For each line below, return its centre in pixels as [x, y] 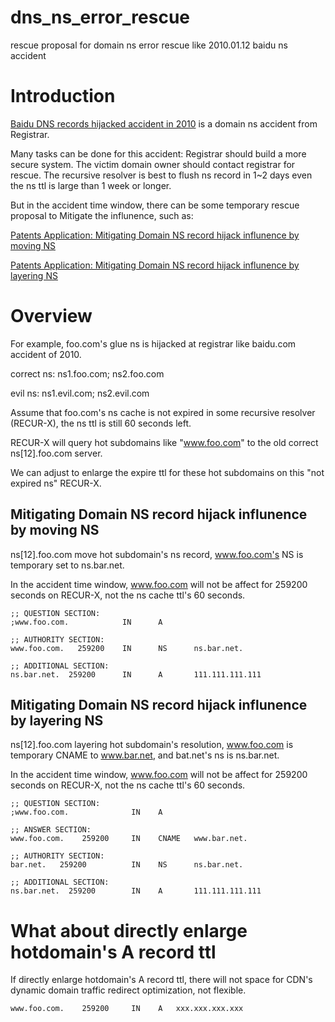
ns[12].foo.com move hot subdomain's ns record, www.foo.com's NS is [157, 554]
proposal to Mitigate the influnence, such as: [102, 215]
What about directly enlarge [129, 930]
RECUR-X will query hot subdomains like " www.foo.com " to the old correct [164, 442]
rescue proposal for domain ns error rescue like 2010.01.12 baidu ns [149, 45]
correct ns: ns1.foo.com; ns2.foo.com [87, 373]
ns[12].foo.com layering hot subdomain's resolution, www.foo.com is [152, 745]
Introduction [63, 96]
